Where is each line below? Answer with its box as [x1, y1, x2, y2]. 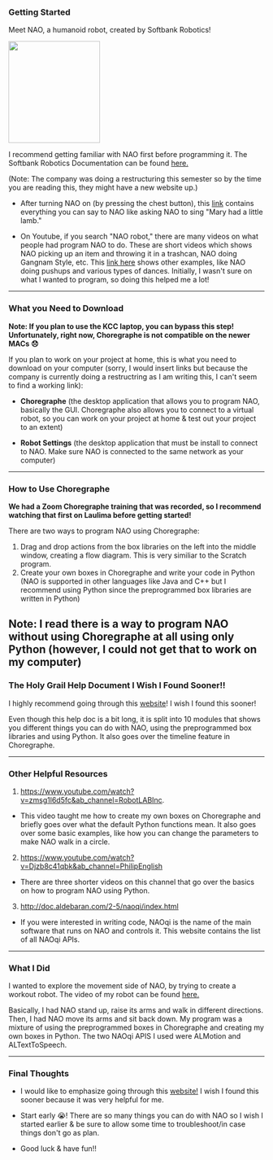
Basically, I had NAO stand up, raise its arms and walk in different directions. [8, 1005, 264, 1015]
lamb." [19, 216, 42, 225]
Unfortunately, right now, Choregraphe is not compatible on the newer [8, 330, 250, 339]
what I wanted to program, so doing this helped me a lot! [19, 275, 210, 285]
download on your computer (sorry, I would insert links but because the [8, 363, 248, 373]
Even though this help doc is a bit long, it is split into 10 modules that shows [8, 714, 262, 724]
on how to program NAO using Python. [19, 886, 150, 895]
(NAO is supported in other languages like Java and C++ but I [19, 576, 227, 586]
